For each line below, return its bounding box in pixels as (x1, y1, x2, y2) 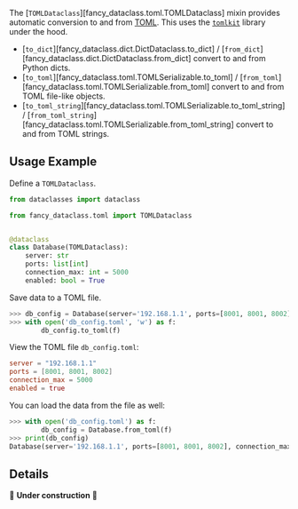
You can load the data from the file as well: (9, 400, 166, 410)
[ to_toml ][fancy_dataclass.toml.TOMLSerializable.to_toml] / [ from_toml (21, 72, 279, 83)
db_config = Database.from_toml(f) (41, 425, 173, 434)
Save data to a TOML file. (9, 292, 102, 303)
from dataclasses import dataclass (9, 195, 141, 203)
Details (9, 466, 49, 481)
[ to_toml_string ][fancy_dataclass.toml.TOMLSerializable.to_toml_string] (21, 100, 286, 110)
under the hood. (9, 27, 68, 36)
